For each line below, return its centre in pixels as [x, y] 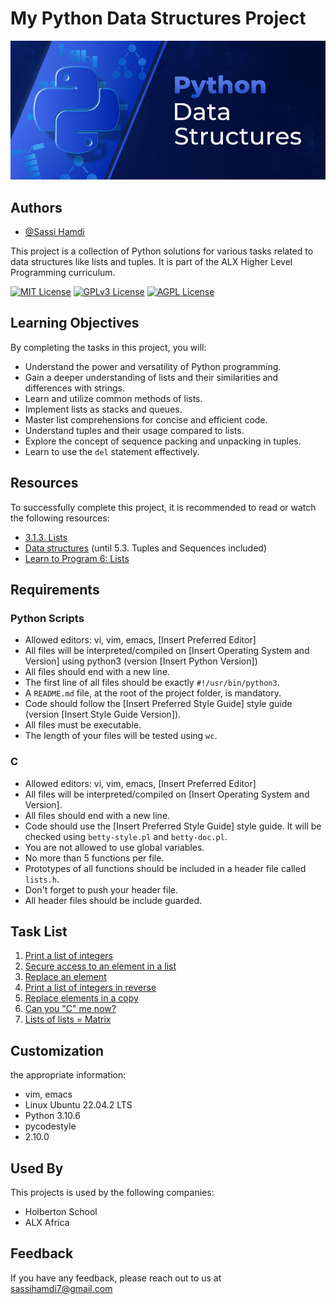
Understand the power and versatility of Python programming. [153, 366]
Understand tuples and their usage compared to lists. [134, 430]
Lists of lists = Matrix [68, 1019]
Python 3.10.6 [52, 1116]
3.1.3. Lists [46, 537]
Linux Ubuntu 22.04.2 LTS [78, 1105]
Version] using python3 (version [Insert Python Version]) [141, 661]
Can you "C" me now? [70, 1009]
